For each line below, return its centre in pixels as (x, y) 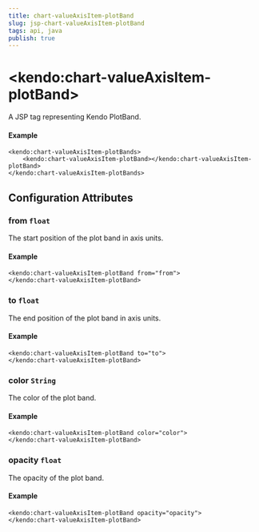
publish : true (32, 38)
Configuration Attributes (71, 197)
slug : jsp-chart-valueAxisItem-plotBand (77, 23)
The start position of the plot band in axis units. (86, 238)
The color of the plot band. (52, 398)
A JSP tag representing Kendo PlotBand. (75, 117)
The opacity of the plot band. (56, 478)
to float (24, 300)
